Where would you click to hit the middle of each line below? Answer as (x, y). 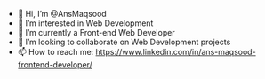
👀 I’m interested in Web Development (85, 23)
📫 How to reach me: (56, 52)
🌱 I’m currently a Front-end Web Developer (96, 32)
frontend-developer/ (55, 65)
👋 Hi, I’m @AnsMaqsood (62, 14)
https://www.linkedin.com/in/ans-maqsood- (176, 52)
